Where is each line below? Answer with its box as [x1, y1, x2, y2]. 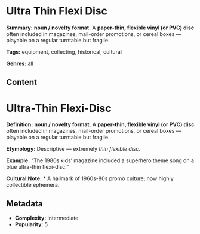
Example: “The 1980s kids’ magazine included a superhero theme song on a [6, 157, 195, 164]
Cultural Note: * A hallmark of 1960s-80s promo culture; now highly [6, 175, 174, 182]
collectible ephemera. [6, 181, 60, 189]
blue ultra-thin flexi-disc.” [6, 163, 69, 171]
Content [6, 77, 38, 87]
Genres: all [6, 60, 34, 67]
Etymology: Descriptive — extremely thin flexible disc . [6, 145, 141, 153]
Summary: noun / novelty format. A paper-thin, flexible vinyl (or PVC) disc [6, 24, 195, 31]
